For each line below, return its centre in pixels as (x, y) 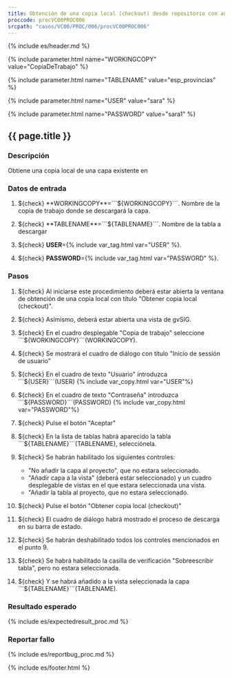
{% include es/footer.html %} (49, 668)
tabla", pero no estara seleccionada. (69, 568)
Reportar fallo (31, 639)
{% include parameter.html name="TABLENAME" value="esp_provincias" (112, 80)
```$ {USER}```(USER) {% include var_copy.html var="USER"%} (105, 381)
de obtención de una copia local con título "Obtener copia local (107, 298)
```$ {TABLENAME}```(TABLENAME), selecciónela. (87, 443)
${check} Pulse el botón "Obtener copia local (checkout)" (99, 505)
